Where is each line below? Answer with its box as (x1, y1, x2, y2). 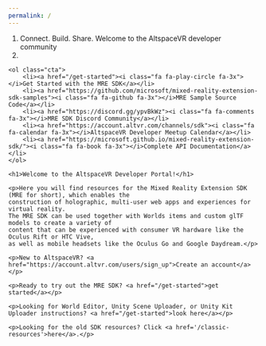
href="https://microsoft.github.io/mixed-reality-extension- (47, 135, 255, 143)
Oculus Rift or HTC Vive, (8, 232, 94, 241)
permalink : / (8, 11, 52, 20)
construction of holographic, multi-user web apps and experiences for (8, 198, 251, 206)
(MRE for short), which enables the (8, 191, 130, 199)
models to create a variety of (8, 219, 112, 227)
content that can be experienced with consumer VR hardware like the (8, 226, 244, 234)
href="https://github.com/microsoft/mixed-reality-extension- (47, 87, 259, 95)
